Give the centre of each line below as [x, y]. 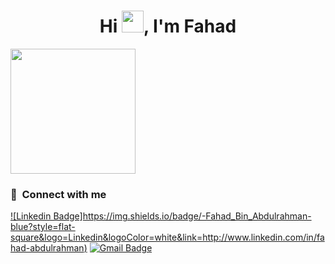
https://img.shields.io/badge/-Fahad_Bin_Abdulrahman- [197, 216]
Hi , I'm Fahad [168, 26]
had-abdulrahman [47, 248]
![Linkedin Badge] [46, 216]
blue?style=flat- [43, 227]
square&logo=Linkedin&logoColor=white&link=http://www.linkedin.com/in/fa [167, 237]
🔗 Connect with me [58, 194]
